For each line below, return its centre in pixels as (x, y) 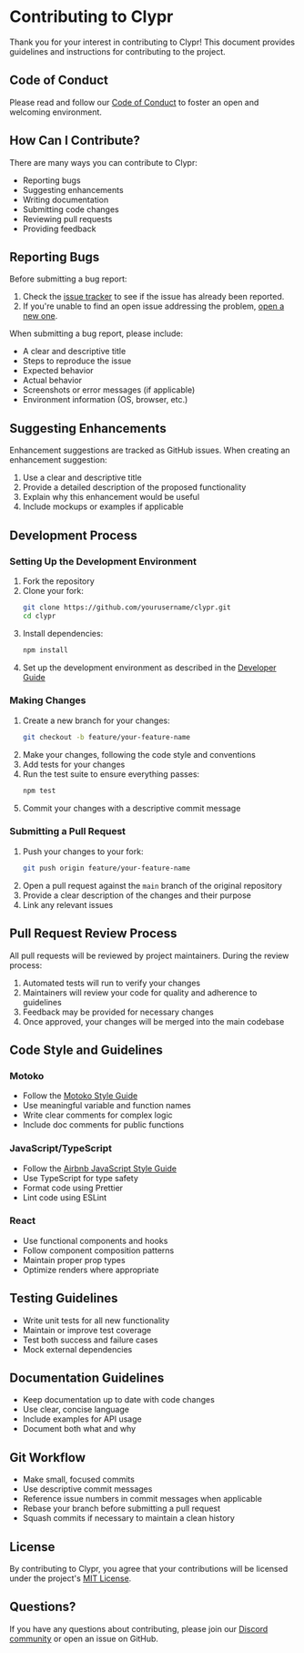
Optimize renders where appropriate (91, 1270)
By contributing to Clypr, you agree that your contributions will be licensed (149, 1569)
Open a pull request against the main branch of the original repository (152, 885)
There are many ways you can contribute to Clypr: (103, 162)
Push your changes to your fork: (83, 851)
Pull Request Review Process (93, 934)
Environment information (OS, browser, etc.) (105, 400)
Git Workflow (48, 1458)
